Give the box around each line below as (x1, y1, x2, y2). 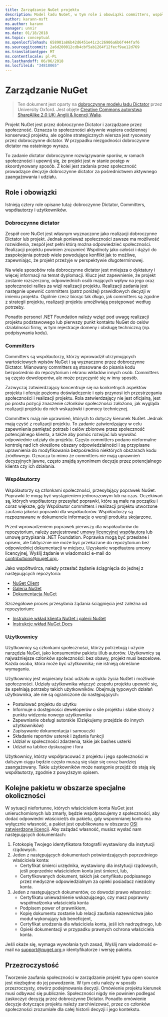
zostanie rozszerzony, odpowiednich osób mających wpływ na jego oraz (5, 278, 155, 284)
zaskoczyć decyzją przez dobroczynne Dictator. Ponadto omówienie (5, 995, 146, 1001)
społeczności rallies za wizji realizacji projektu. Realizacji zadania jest (5, 283, 148, 289)
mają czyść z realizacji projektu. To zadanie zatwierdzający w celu (5, 421, 142, 427)
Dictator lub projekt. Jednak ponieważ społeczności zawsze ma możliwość (5, 236, 159, 242)
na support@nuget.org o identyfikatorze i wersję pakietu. (14, 946, 132, 952)
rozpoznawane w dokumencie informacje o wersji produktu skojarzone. (5, 514, 152, 520)
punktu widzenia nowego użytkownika (12, 712, 91, 718)
